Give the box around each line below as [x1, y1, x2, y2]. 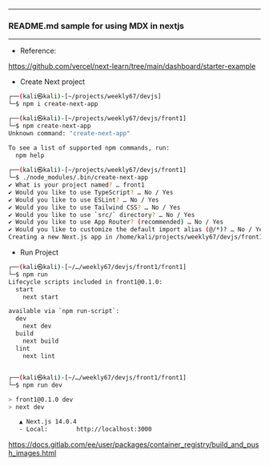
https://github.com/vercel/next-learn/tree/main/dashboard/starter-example [8, 62, 256, 71]
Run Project [19, 247, 58, 257]
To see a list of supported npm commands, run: [8, 143, 171, 152]
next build [22, 337, 59, 345]
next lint [22, 352, 56, 360]
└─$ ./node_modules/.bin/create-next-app [8, 174, 149, 182]
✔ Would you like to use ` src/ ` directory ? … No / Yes [8, 211, 195, 219]
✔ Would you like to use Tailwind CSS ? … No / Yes [8, 203, 181, 211]
